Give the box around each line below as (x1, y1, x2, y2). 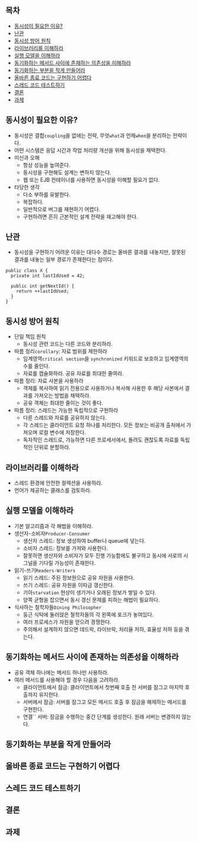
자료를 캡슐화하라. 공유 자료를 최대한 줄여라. (22, 370, 124, 377)
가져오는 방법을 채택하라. (34, 392, 91, 399)
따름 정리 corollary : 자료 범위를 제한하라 (14, 348, 107, 355)
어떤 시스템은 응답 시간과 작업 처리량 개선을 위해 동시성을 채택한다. (14, 146, 167, 153)
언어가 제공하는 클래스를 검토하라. (14, 487, 92, 494)
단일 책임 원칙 (14, 333, 46, 340)
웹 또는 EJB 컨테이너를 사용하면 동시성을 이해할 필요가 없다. (22, 176, 160, 183)
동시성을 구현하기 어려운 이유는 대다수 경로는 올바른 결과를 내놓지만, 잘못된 (14, 248, 186, 255)
